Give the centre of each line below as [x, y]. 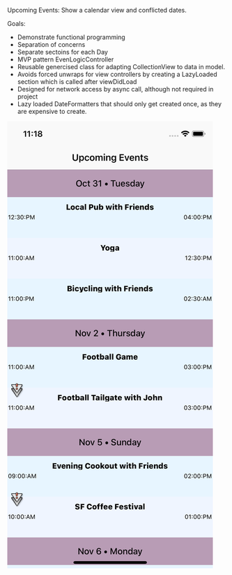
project [28, 96]
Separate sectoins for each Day [62, 52]
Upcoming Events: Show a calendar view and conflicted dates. [97, 10]
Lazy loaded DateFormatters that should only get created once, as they [119, 104]
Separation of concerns [51, 44]
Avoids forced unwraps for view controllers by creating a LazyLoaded [117, 74]
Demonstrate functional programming [71, 37]
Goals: [16, 23]
